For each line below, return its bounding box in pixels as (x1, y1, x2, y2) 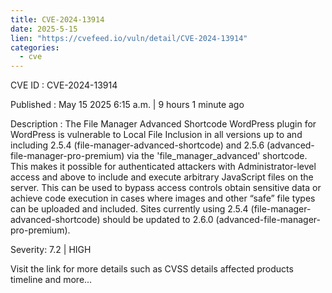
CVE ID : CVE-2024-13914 (10, 79, 118, 91)
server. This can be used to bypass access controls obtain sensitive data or (10, 182, 322, 194)
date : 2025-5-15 (10, 24, 78, 34)
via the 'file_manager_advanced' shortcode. (126, 150, 308, 162)
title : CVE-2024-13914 (10, 14, 105, 25)
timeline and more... (10, 274, 93, 286)
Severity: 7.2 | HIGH (10, 244, 92, 256)
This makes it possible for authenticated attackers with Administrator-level (10, 161, 317, 173)
